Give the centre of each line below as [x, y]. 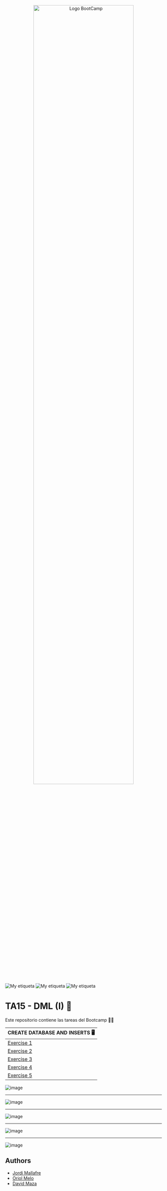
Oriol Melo [23, 1178]
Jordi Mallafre [27, 1173]
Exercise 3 [20, 1059]
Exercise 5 [20, 1075]
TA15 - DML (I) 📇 [39, 1006]
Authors [18, 1161]
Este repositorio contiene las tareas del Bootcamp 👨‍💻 [60, 1020]
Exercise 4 [20, 1067]
